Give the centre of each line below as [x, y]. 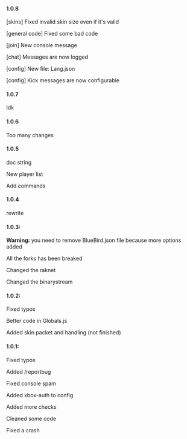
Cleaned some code [31, 418]
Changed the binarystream [40, 282]
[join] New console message [42, 45]
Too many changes [30, 135]
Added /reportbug [29, 371]
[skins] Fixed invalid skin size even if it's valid [63, 22]
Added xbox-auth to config [40, 395]
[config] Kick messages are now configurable [63, 80]
